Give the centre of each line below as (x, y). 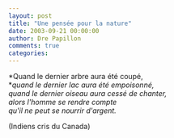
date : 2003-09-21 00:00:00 (54, 31)
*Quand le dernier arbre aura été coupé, (76, 76)
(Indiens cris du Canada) (49, 126)
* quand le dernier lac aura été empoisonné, (81, 85)
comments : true (34, 46)
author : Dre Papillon (45, 38)
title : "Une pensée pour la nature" (70, 23)
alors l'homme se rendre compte (63, 102)
